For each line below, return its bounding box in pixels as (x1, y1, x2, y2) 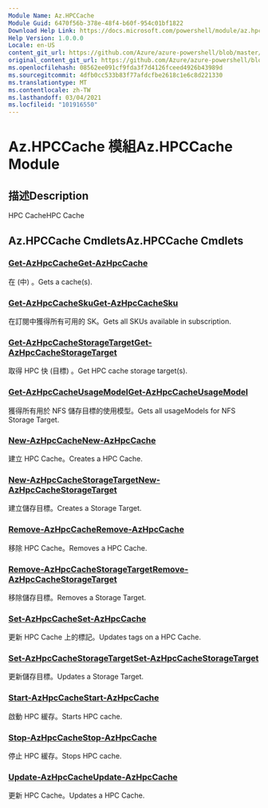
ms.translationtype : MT (8, 78, 88, 86)
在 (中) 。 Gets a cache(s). (8, 277, 93, 286)
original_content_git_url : (8, 57, 98, 65)
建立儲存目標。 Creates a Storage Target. (8, 504, 142, 513)
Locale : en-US (8, 42, 56, 50)
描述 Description (8, 189, 89, 202)
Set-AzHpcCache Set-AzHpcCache (8, 613, 147, 624)
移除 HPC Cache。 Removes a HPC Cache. (8, 543, 148, 552)
